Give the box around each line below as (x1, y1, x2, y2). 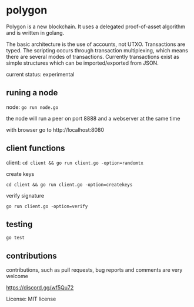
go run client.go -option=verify (6, 203, 88, 209)
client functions (6, 144, 65, 153)
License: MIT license (6, 295, 56, 303)
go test (6, 235, 25, 241)
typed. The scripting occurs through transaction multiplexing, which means (6, 46, 188, 54)
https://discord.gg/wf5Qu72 (6, 284, 74, 291)
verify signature (6, 192, 45, 199)
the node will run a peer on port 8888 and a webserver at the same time (6, 115, 180, 122)
